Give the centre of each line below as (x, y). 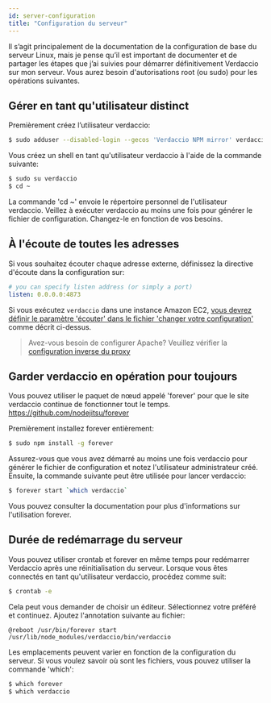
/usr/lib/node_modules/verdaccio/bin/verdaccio (90, 637)
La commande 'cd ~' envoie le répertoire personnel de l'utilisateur (118, 202)
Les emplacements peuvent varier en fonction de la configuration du (122, 652)
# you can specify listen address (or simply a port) (101, 287)
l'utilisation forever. (40, 515)
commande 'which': (41, 669)
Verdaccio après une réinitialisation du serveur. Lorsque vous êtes (118, 568)
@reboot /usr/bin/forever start (63, 630)
